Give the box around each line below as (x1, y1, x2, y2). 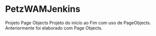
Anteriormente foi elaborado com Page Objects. (5, 25, 103, 31)
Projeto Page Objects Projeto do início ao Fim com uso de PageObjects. (5, 20, 151, 26)
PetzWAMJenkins (5, 3, 81, 15)
